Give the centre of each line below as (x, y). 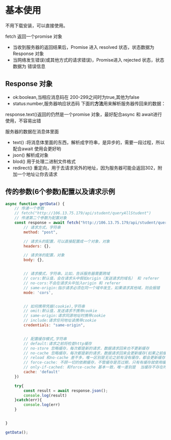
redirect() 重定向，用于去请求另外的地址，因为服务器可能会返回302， (85, 168)
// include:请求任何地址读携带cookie (60, 321)
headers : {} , (37, 246)
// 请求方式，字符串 (42, 227)
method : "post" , (41, 232)
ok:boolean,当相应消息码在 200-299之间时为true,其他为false (76, 97)
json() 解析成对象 (31, 155)
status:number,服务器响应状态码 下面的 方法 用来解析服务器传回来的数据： (89, 103)
